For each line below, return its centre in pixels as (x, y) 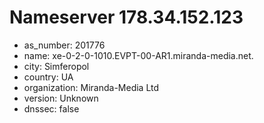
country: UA (48, 77)
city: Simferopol (56, 66)
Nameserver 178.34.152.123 (126, 17)
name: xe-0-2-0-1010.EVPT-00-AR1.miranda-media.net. (138, 55)
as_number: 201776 (64, 45)
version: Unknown (61, 98)
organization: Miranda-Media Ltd (91, 87)
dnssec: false (51, 108)
